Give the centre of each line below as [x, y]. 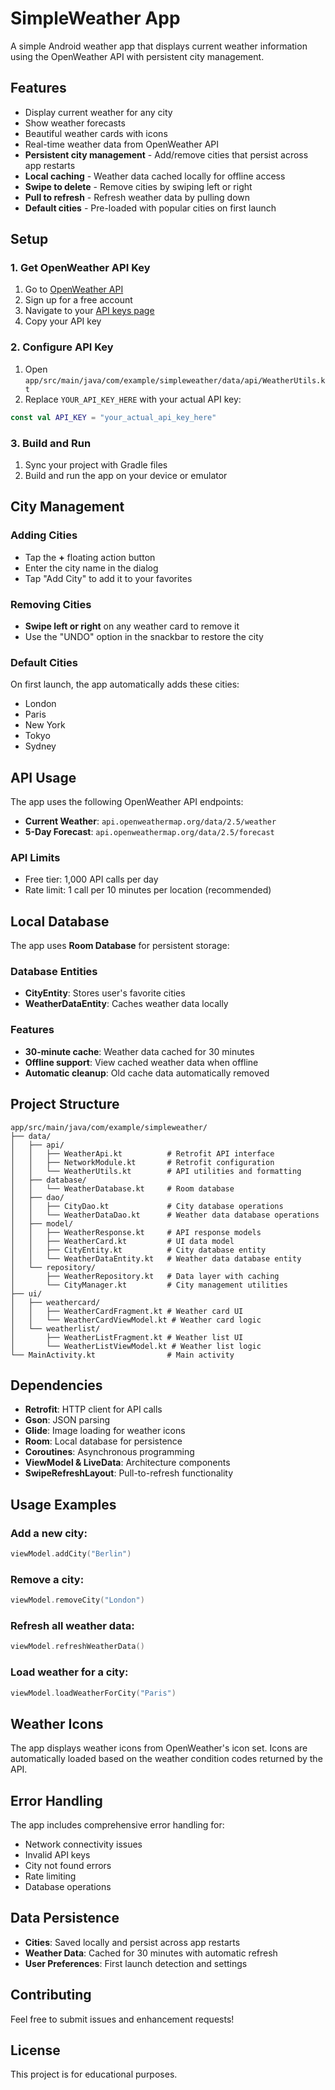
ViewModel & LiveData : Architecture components [127, 1463]
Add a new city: [49, 1533]
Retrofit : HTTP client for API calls [93, 1409]
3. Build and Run [51, 443]
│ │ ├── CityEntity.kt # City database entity [138, 1250]
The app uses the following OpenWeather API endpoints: [127, 801]
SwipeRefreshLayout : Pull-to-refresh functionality [129, 1473]
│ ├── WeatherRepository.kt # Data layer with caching [145, 1276]
